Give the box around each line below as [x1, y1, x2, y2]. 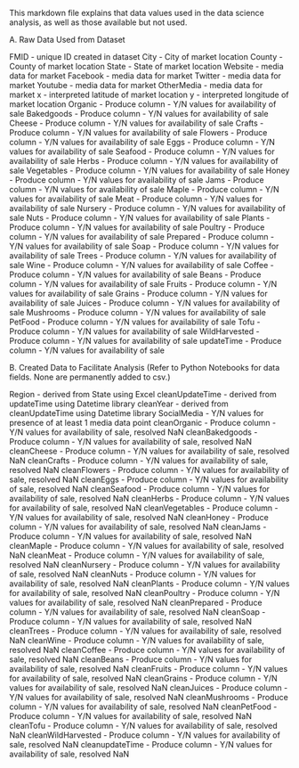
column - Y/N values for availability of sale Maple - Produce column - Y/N [9, 184, 280, 194]
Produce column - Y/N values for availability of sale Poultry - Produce [9, 222, 265, 233]
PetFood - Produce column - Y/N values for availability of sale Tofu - [9, 316, 261, 327]
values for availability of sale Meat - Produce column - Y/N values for [9, 193, 263, 204]
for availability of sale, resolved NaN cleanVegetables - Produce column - [9, 502, 279, 513]
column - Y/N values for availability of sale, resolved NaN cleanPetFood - [9, 701, 278, 712]
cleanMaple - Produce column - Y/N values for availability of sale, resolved [9, 541, 285, 551]
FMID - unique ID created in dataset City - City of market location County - [9, 52, 283, 61]
